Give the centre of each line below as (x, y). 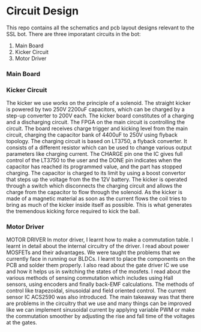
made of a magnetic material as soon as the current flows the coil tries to (97, 198)
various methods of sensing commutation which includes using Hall (90, 278)
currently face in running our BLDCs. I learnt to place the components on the (101, 259)
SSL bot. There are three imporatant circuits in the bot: (73, 34)
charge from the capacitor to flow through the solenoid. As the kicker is (94, 192)
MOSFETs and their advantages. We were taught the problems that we (93, 252)
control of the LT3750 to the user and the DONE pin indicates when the (94, 161)
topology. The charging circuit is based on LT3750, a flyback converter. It (97, 141)
